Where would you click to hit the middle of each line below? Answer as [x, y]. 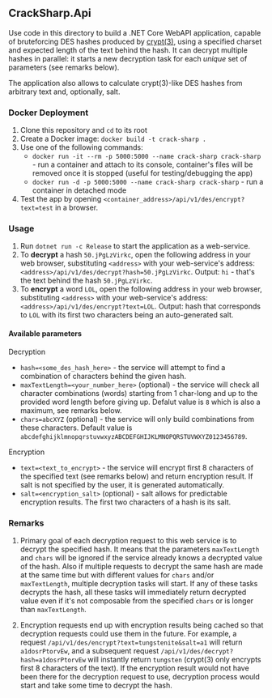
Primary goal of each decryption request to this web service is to [128, 540]
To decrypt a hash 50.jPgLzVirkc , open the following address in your [135, 255]
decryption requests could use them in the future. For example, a [128, 633]
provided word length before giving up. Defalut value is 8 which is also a [140, 402]
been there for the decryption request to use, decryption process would [140, 676]
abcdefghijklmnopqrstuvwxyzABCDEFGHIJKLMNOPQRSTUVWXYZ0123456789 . [134, 436]
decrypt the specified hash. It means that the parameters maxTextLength [140, 549]
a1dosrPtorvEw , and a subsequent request [89, 650]
